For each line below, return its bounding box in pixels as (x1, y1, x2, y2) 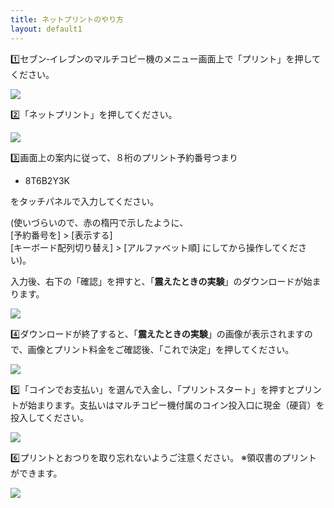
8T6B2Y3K (24, 174, 70, 186)
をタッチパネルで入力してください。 (10, 195, 160, 207)
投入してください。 (10, 411, 90, 423)
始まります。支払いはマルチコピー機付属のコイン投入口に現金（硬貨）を (27, 399, 325, 411)
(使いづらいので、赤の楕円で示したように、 (10, 216, 189, 228)
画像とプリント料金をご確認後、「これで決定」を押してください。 (27, 343, 295, 355)
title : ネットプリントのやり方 (10, 14, 124, 25)
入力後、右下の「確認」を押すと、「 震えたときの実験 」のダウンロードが (10, 275, 304, 287)
